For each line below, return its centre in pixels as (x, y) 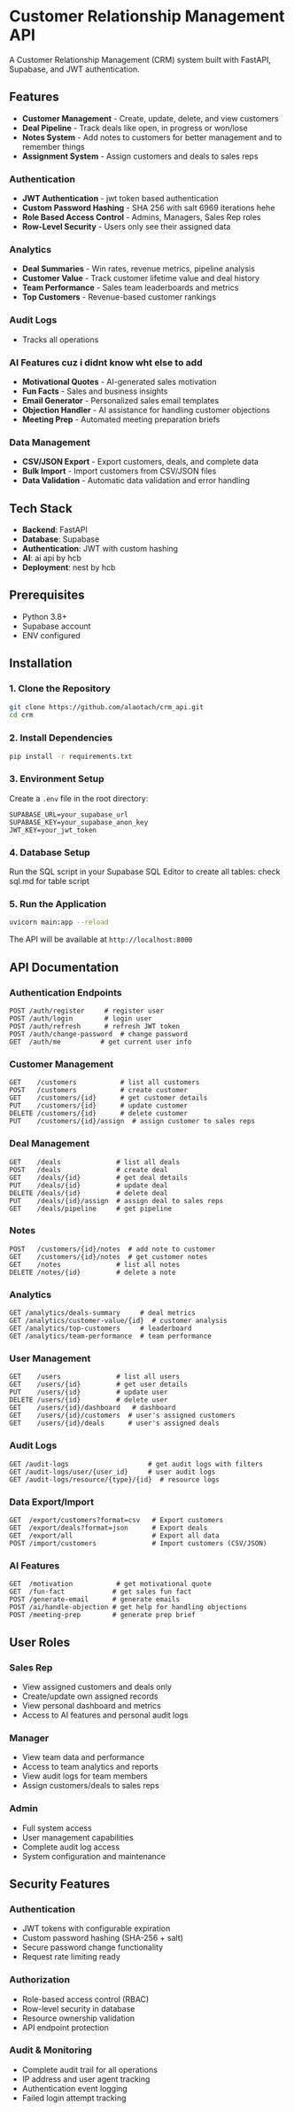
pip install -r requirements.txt (71, 756)
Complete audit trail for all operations (89, 2069)
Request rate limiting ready (71, 1957)
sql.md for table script (50, 881)
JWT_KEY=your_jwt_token (53, 830)
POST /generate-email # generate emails (94, 1600)
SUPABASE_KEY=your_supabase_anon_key (79, 822)
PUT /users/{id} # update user (89, 1392)
